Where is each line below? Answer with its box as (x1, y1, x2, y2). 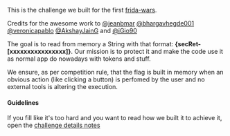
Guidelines (7, 98, 39, 106)
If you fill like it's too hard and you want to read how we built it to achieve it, (7, 114, 222, 122)
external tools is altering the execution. (7, 83, 118, 90)
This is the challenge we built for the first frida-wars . (7, 6, 157, 14)
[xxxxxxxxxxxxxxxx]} (7, 48, 71, 55)
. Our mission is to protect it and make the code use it (71, 48, 224, 55)
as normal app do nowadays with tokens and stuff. (7, 55, 151, 63)
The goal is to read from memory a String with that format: (7, 40, 174, 48)
